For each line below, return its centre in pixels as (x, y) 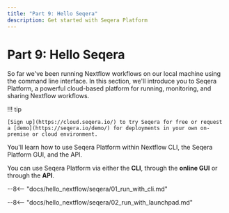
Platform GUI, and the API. (45, 155)
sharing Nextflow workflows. (48, 96)
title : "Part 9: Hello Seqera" (53, 14)
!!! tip (15, 109)
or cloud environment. (65, 134)
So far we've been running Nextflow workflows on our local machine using (114, 74)
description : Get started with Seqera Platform (78, 20)
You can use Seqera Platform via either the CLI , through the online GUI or (112, 168)
